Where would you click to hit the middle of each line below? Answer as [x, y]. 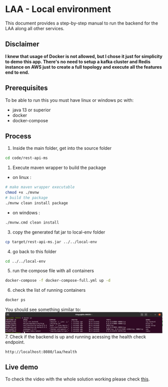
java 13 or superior [31, 110]
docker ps [15, 300]
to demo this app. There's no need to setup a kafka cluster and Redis [78, 62]
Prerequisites [26, 88]
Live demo [22, 367]
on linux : [22, 177]
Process [18, 136]
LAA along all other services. [35, 28]
